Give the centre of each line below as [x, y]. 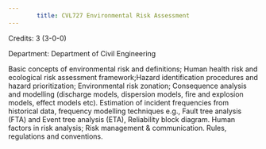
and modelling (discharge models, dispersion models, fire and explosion [126, 94]
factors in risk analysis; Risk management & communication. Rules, [118, 128]
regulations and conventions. [56, 136]
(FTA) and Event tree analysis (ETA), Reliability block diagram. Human [122, 119]
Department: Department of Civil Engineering [82, 53]
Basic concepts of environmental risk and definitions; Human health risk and [133, 69]
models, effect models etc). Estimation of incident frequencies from [119, 102]
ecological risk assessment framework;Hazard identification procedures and [133, 77]
